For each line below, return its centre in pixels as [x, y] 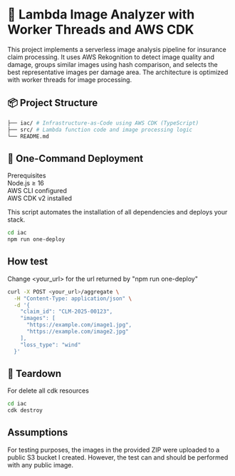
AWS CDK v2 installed [40, 198]
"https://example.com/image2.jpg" [78, 331]
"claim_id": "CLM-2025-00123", [67, 312]
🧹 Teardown [35, 373]
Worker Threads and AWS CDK [101, 30]
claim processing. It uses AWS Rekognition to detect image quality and [111, 57]
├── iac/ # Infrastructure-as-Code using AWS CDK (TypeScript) [103, 123]
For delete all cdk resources [48, 390]
